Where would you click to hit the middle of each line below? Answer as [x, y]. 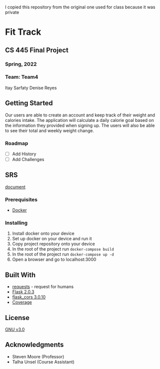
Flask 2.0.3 [23, 292]
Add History [24, 154]
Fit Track [23, 32]
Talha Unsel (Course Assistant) [43, 362]
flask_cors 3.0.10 [29, 297]
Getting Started [29, 103]
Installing [16, 223]
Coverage [22, 302]
